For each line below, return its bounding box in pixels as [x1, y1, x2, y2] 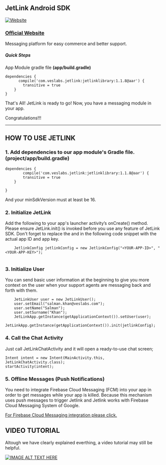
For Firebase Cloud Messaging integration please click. [5, 412, 117, 418]
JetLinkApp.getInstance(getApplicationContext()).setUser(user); [14, 314, 152, 319]
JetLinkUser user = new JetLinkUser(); [14, 297, 96, 302]
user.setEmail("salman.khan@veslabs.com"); [14, 302, 105, 307]
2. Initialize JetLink [5, 209, 51, 216]
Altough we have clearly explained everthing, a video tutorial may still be [5, 439, 153, 445]
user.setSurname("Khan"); [14, 310, 68, 315]
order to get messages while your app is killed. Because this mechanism [5, 392, 152, 398]
